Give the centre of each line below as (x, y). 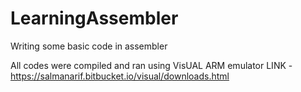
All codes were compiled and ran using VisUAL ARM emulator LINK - (151, 65)
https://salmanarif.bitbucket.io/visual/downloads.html (120, 76)
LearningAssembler (94, 18)
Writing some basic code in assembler (89, 46)
